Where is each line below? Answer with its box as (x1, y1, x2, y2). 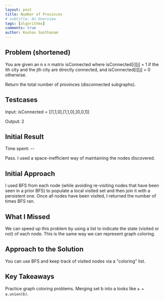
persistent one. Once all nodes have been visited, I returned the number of (5, 193, 157, 199)
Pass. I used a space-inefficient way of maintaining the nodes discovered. (5, 155, 155, 161)
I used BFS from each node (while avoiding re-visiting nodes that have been (5, 183, 159, 189)
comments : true (5, 26, 36, 31)
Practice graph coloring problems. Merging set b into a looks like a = (5, 285, 144, 291)
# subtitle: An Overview (5, 16, 56, 21)
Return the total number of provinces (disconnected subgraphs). (5, 81, 136, 87)
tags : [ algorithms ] (5, 21, 45, 26)
